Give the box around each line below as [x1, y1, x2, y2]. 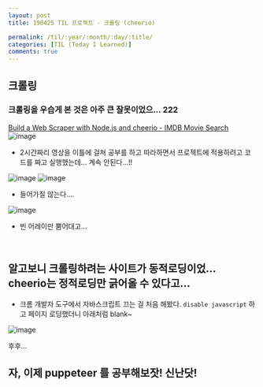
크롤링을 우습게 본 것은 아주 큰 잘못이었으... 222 [8, 104, 179, 115]
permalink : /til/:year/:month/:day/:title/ [8, 33, 154, 41]
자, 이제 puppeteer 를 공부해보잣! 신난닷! [8, 367, 198, 380]
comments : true [8, 48, 58, 56]
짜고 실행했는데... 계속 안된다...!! [34, 157, 133, 166]
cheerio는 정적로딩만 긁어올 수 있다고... [8, 277, 191, 290]
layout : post [8, 11, 51, 20]
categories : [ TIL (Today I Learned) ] [8, 40, 132, 48]
